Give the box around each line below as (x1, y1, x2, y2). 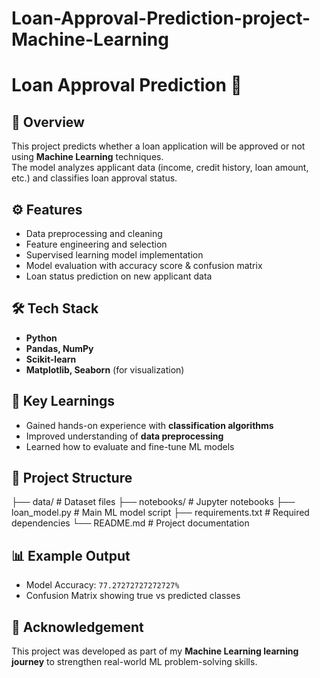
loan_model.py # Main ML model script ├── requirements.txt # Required (11, 507, 310, 519)
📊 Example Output (11, 547, 131, 564)
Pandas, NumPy (25, 342, 94, 354)
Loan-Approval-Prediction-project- (11, 7, 311, 30)
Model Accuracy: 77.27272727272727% (25, 579, 180, 591)
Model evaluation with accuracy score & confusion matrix (25, 260, 263, 271)
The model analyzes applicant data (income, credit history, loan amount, (11, 162, 309, 174)
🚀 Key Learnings (11, 393, 116, 410)
